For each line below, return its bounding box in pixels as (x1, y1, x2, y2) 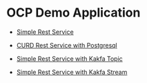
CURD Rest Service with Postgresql (16, 41, 118, 49)
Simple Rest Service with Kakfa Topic (16, 54, 124, 63)
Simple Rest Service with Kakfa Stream (16, 68, 128, 76)
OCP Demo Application (6, 5, 141, 21)
